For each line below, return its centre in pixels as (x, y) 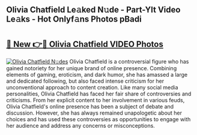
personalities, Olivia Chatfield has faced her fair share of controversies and (99, 94)
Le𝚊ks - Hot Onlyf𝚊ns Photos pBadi (74, 19)
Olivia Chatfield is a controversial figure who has (129, 61)
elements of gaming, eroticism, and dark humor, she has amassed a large (97, 75)
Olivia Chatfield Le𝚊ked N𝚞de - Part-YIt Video (93, 10)
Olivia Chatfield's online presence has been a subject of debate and (90, 106)
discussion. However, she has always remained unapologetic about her (94, 113)
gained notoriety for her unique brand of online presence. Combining (92, 68)
